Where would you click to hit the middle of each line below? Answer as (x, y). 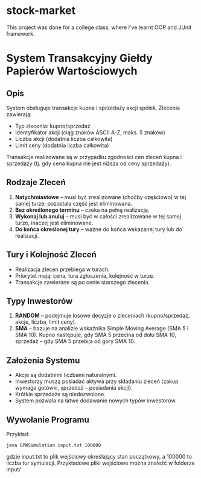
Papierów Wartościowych (72, 71)
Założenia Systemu (43, 360)
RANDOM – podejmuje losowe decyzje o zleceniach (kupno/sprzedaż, (102, 316)
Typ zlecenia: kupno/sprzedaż (53, 126)
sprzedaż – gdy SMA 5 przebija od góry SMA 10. (75, 341)
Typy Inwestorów (40, 301)
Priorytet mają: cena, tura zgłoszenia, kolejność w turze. (85, 275)
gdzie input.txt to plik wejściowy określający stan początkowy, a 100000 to (99, 457)
